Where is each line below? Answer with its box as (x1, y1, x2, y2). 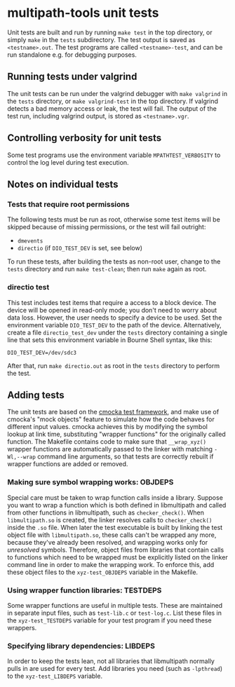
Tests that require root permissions (7, 199, 130, 209)
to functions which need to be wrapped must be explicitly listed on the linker (7, 552, 228, 562)
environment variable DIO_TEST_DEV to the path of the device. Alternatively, (7, 320, 222, 329)
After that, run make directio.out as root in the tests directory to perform (7, 361, 220, 369)
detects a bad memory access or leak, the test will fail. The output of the (7, 104, 217, 113)
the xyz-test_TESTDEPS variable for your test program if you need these (7, 615, 212, 625)
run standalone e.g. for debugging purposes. (7, 50, 137, 59)
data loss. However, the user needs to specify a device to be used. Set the (7, 313, 222, 322)
